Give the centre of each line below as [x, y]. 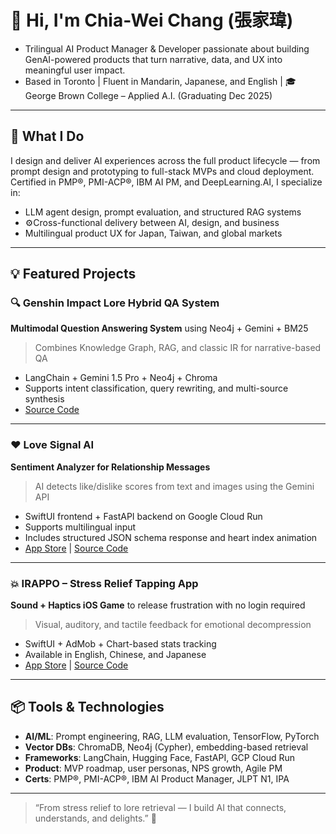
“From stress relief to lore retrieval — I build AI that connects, [160, 807]
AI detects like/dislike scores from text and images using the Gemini [174, 486]
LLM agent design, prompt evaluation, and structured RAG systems [163, 212]
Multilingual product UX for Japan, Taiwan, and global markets [153, 233]
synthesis [44, 399]
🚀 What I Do [47, 136]
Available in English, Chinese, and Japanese [115, 655]
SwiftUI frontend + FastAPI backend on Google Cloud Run [143, 516]
